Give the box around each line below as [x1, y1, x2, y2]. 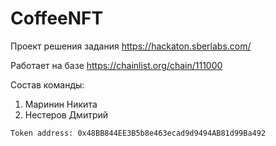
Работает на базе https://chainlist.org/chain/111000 [10, 59, 223, 71]
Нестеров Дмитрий [24, 108, 109, 121]
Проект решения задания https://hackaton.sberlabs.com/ [10, 40, 252, 52]
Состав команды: [10, 78, 85, 91]
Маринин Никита [24, 98, 98, 110]
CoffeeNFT [10, 7, 104, 30]
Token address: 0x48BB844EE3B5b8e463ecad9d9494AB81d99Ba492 [10, 128, 267, 138]
